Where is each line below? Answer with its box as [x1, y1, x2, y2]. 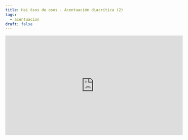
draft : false [5, 21, 33, 27]
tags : [5, 12, 17, 17]
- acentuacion [10, 17, 40, 22]
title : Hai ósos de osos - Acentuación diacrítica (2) [5, 7, 124, 13]
